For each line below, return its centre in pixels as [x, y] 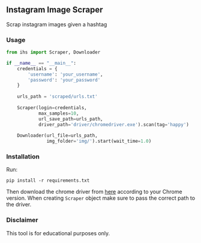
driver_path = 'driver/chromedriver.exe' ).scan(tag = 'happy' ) [113, 124]
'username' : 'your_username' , [65, 74]
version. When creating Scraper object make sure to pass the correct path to [101, 198]
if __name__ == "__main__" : [41, 63]
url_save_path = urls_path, [70, 119]
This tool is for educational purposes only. [58, 233]
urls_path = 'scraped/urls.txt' [57, 97]
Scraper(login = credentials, [52, 107]
